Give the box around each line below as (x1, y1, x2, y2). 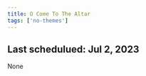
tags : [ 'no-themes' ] (7, 17, 69, 24)
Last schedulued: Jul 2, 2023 (7, 43, 140, 55)
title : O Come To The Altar (7, 10, 91, 18)
